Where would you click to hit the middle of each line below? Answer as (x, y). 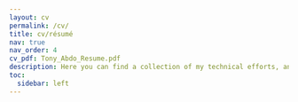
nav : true (27, 42)
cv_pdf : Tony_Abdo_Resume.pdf (65, 59)
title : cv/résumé (41, 34)
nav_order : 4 (33, 51)
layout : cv (29, 17)
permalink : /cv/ (39, 26)
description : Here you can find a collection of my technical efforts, (144, 67)
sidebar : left (43, 83)
